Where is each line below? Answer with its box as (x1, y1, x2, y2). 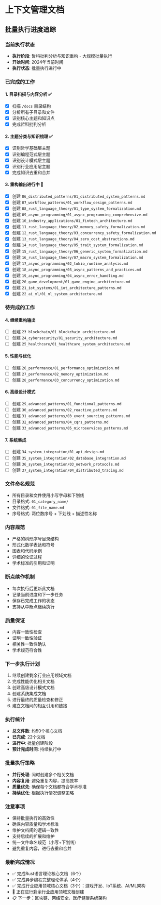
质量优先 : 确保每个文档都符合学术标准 (12, 784, 87, 789)
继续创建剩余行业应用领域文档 (12, 672, 72, 678)
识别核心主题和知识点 (12, 115, 55, 121)
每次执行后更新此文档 (12, 585, 55, 591)
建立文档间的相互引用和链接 (12, 703, 68, 709)
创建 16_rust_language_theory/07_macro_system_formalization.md (12, 254, 144, 260)
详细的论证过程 (12, 554, 42, 560)
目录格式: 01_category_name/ (12, 498, 69, 504)
